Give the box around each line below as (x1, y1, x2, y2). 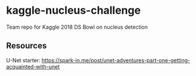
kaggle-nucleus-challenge (6, 4, 141, 17)
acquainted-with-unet (6, 63, 60, 70)
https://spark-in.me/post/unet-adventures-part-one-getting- (41, 56, 191, 63)
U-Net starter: (6, 56, 41, 63)
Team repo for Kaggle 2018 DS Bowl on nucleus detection (6, 23, 148, 31)
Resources (6, 41, 47, 51)
